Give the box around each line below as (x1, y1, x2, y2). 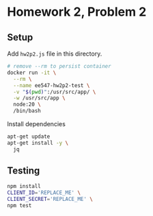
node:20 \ (13, 101, 41, 108)
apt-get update (7, 133, 51, 140)
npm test (7, 202, 32, 209)
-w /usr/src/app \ (13, 95, 66, 101)
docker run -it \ (7, 69, 57, 76)
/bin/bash (13, 108, 41, 115)
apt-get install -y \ (7, 139, 69, 146)
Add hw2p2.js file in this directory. (7, 49, 102, 58)
